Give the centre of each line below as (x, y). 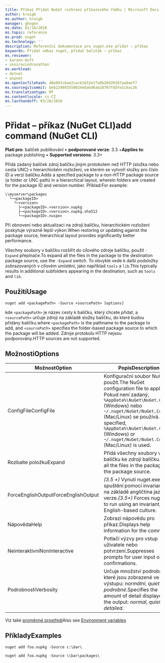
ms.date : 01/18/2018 (26, 28)
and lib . (14, 277)
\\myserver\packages (26, 194)
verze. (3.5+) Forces (127, 498)
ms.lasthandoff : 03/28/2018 (34, 101)
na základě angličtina (128, 492)
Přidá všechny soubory (130, 453)
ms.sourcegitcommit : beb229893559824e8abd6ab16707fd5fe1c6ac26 (71, 87)
